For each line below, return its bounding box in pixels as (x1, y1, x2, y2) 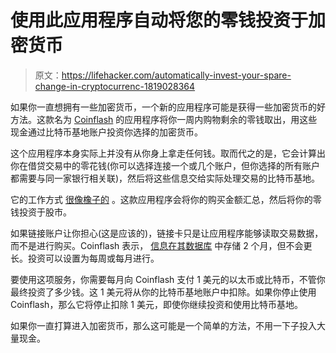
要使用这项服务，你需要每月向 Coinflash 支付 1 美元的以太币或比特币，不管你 (10, 273, 326, 285)
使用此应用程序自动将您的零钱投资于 (10, 9, 309, 32)
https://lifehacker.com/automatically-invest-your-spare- (61, 69, 292, 81)
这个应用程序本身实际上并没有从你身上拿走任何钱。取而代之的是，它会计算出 (10, 147, 326, 159)
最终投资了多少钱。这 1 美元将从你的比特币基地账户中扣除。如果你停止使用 (10, 286, 317, 298)
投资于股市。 (18, 206, 72, 218)
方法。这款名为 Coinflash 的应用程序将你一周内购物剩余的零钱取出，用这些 (10, 113, 318, 125)
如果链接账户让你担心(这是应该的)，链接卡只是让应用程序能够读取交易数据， (10, 227, 324, 239)
